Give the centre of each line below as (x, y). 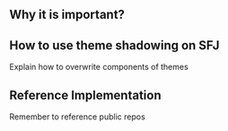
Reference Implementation (85, 95)
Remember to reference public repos (77, 117)
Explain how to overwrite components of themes (99, 67)
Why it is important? (67, 15)
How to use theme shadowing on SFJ (114, 45)
